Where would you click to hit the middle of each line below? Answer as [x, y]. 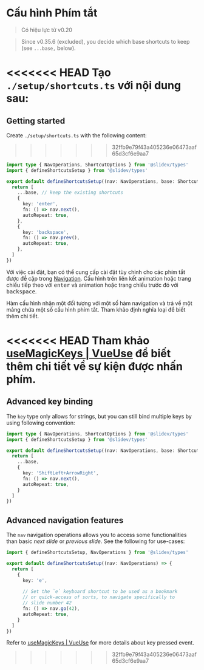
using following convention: [41, 423]
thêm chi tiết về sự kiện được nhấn [95, 366]
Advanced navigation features [65, 520]
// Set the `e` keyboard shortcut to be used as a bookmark [100, 592]
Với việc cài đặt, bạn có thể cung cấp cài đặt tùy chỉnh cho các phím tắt [96, 272]
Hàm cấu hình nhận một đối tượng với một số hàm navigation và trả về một [99, 303]
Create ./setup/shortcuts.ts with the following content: [76, 135]
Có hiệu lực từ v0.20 [47, 30]
